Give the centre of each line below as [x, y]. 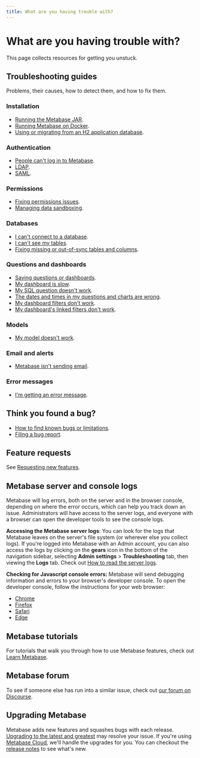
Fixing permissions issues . [47, 202]
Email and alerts [30, 353]
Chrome [25, 599]
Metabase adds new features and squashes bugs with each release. [90, 729]
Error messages [30, 381]
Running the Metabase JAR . [49, 119]
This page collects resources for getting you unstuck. [72, 58]
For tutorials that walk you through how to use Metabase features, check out [100, 651]
